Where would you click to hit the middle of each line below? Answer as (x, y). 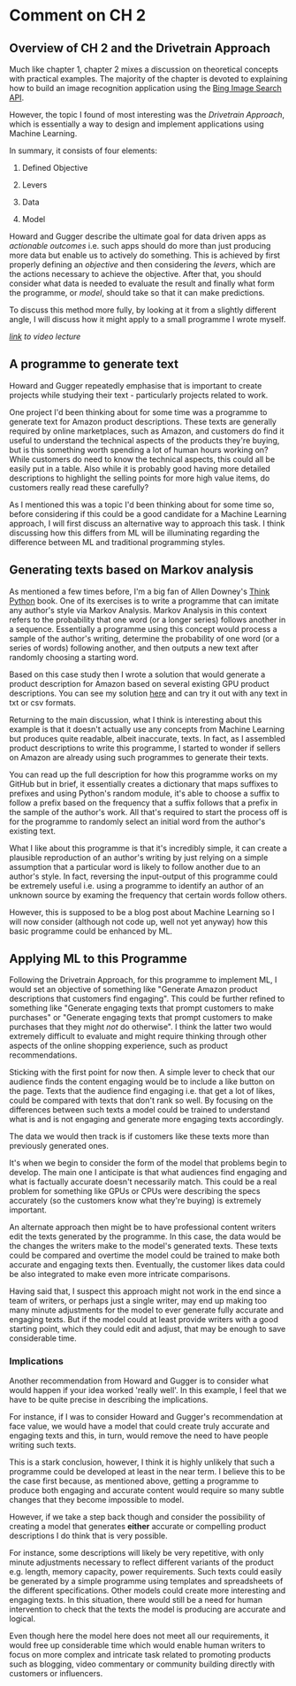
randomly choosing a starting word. (74, 657)
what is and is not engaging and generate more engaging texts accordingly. (147, 1120)
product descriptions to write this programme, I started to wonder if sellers (145, 748)
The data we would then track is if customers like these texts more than (139, 1136)
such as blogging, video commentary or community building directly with (142, 1664)
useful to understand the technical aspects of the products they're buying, (144, 440)
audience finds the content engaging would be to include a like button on (142, 1082)
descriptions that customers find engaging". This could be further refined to (147, 999)
